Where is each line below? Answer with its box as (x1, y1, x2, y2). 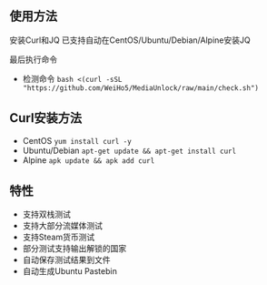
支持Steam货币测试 (22, 231, 95, 243)
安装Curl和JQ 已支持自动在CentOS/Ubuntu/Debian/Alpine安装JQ (9, 35, 252, 46)
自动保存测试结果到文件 (22, 254, 111, 266)
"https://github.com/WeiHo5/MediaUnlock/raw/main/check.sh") (22, 83, 260, 93)
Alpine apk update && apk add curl (22, 154, 155, 166)
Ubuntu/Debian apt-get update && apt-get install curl (22, 145, 237, 156)
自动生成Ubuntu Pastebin (22, 266, 118, 277)
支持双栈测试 (22, 209, 71, 220)
